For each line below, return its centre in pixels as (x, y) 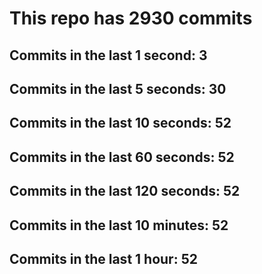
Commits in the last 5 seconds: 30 (118, 88)
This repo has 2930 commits (131, 18)
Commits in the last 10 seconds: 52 (120, 123)
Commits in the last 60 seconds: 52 (122, 157)
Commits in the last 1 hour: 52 (103, 258)
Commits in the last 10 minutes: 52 (119, 225)
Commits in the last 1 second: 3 (108, 55)
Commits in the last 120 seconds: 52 (125, 191)
